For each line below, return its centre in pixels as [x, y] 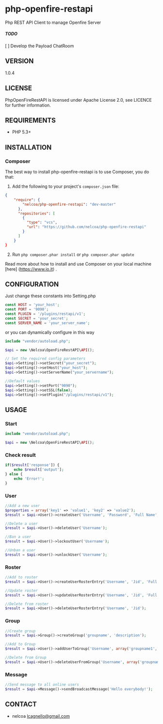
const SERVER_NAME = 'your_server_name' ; [48, 323]
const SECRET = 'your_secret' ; [37, 318]
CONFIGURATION [32, 284]
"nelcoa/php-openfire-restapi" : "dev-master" [69, 204]
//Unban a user [20, 550]
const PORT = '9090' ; [27, 309]
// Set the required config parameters [45, 359]
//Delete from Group [26, 658]
